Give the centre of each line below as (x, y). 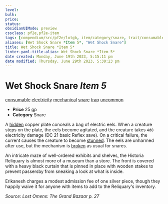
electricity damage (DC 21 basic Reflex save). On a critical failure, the (76, 135)
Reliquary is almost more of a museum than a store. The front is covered (79, 161)
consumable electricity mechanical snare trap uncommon (64, 100)
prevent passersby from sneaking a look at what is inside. (64, 171)
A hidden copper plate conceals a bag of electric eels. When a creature (79, 125)
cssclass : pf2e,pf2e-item (32, 33)
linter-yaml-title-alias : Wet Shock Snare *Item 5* (60, 52)
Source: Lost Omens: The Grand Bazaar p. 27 (52, 196)
